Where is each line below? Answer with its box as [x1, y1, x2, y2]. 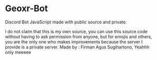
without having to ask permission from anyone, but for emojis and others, [5, 34, 152, 40]
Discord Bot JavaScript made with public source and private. [5, 19, 127, 25]
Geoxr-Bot [5, 3, 48, 14]
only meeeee [5, 49, 32, 55]
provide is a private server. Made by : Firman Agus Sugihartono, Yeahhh [5, 44, 150, 50]
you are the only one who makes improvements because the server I [5, 39, 143, 44]
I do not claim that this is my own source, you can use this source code [5, 28, 148, 34]
